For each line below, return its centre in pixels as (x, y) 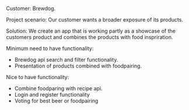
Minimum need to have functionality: (50, 48)
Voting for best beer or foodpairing (56, 101)
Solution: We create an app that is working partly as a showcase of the (91, 31)
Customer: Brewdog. (31, 8)
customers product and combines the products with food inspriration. (90, 37)
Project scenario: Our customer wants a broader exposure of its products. (95, 19)
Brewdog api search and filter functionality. (66, 60)
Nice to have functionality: (38, 77)
